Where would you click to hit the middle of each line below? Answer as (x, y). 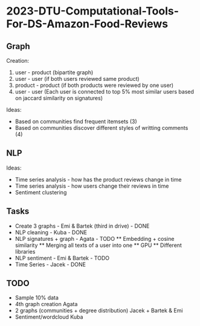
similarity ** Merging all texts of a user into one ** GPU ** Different (98, 245)
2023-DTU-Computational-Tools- (93, 11)
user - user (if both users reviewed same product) (77, 79)
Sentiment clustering (41, 192)
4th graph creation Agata (46, 304)
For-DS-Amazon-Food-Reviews (87, 24)
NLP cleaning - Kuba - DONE (51, 232)
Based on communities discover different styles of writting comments (102, 128)
